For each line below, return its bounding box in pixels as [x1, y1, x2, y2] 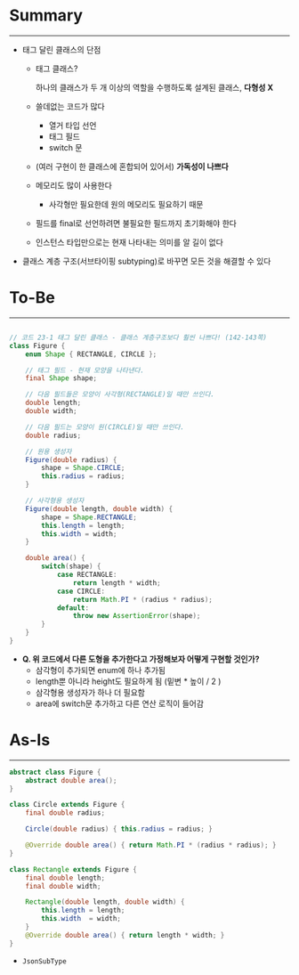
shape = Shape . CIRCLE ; [41, 464, 125, 473]
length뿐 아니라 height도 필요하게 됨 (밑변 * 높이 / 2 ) [35, 676, 222, 687]
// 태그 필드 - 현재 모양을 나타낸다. [25, 366, 145, 375]
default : [56, 603, 90, 613]
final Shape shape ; [25, 374, 98, 383]
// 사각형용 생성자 [25, 496, 85, 505]
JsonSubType [21, 956, 67, 966]
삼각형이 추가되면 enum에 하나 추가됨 [35, 664, 166, 675]
